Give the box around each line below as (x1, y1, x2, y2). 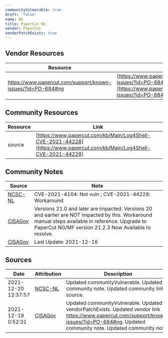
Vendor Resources (5, 49, 64, 58)
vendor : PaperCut (5, 26, 41, 31)
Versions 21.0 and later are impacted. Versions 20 (34, 205, 152, 212)
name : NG (5, 17, 23, 22)
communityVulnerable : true (5, 7, 61, 13)
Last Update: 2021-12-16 (34, 239, 98, 246)
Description (104, 270, 132, 277)
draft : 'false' (5, 12, 37, 17)
